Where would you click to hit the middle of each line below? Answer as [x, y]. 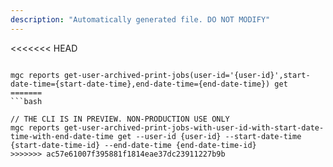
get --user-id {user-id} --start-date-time [209, 136]
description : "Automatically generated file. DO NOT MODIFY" [140, 19]
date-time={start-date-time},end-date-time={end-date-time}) [140, 84]
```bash [26, 101]
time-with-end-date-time [62, 136]
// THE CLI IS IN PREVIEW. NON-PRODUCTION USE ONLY [120, 119]
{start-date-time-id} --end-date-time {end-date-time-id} [133, 145]
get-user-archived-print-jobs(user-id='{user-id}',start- [187, 75]
